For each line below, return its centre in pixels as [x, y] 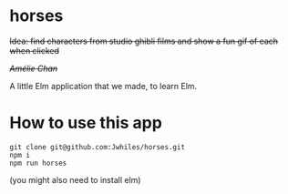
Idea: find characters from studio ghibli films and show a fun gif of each [144, 41]
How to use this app [86, 123]
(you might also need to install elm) [75, 179]
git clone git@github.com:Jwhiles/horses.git [97, 147]
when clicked [34, 50]
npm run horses [38, 163]
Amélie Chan [34, 68]
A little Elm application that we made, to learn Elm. [103, 86]
